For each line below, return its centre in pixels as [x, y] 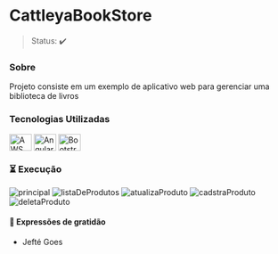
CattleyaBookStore [81, 16]
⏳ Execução [36, 169]
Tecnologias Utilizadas [60, 119]
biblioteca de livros [44, 96]
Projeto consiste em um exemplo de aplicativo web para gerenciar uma [139, 86]
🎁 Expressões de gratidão [57, 222]
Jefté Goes [42, 242]
